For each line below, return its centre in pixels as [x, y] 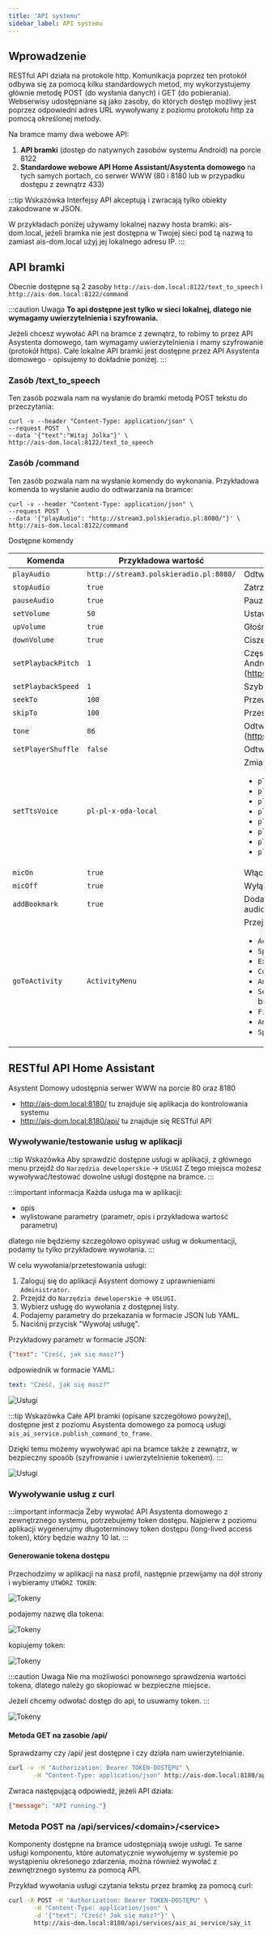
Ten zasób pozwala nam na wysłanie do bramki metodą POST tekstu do [128, 398]
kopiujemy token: [37, 1645]
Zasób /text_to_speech [55, 381]
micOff [25, 886]
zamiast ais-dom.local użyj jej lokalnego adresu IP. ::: [97, 242]
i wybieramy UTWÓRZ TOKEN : [53, 1583]
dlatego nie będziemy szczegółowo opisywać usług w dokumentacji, [123, 1240]
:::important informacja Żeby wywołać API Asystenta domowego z [118, 1512]
